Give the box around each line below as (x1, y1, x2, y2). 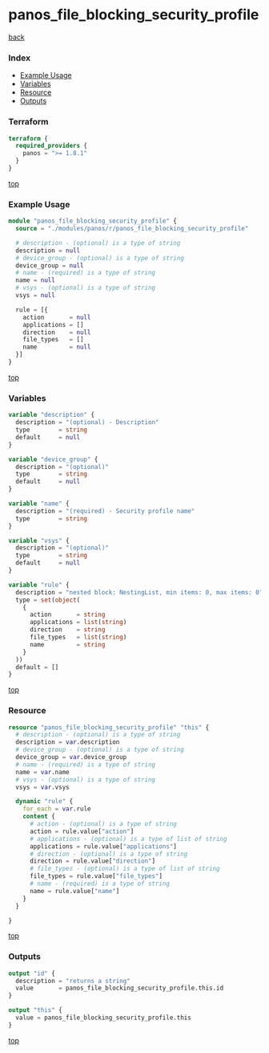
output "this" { (8, 1006, 62, 1014)
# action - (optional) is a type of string (29, 820, 178, 828)
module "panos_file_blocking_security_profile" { (8, 217, 178, 226)
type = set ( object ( (15, 596, 81, 604)
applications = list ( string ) (29, 618, 127, 626)
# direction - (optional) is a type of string (29, 850, 188, 858)
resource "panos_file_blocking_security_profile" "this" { (8, 723, 210, 732)
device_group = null (15, 261, 84, 270)
